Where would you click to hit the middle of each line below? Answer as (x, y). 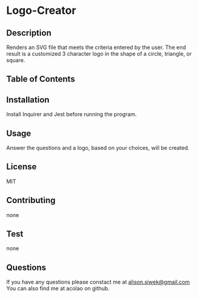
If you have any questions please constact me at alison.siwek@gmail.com (98, 282)
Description (29, 33)
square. (16, 60)
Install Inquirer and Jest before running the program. (72, 114)
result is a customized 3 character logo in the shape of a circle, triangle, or (99, 54)
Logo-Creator (41, 11)
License (21, 167)
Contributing (31, 200)
